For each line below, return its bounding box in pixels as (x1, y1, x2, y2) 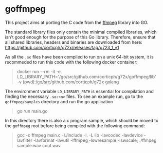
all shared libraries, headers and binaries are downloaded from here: (5, 39, 143, 45)
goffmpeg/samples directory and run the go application (5, 98, 113, 104)
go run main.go (17, 108, 48, 114)
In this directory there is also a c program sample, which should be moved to (5, 117, 159, 123)
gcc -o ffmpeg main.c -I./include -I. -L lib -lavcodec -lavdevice (17, 132, 143, 138)
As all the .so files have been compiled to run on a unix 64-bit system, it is (5, 54, 154, 59)
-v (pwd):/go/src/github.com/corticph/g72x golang (17, 79, 119, 85)
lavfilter (17, 137, 33, 143)
